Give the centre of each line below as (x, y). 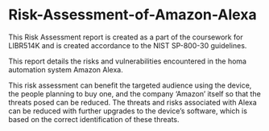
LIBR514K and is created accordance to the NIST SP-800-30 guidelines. (128, 45)
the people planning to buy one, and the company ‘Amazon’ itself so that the (135, 93)
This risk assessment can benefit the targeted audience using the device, (130, 85)
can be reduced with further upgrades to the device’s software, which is (128, 111)
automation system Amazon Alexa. (66, 69)
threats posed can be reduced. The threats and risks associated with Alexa (133, 102)
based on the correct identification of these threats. (94, 119)
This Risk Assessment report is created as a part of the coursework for (126, 37)
